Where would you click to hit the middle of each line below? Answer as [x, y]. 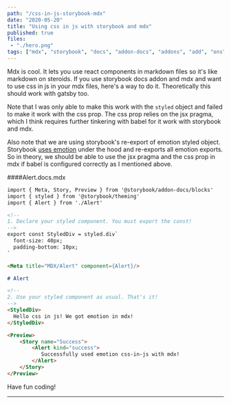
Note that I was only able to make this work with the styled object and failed [115, 107]
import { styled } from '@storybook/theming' [73, 196]
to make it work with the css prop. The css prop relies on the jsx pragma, [110, 114]
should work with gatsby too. [48, 93]
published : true [30, 33]
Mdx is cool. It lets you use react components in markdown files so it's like [112, 71]
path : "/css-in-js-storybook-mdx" [57, 13]
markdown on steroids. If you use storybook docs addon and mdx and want [114, 78]
